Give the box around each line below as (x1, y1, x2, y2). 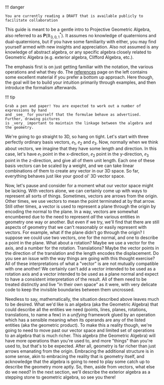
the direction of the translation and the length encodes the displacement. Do (5, 250, 159, 256)
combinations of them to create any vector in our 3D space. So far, (5, 168, 140, 174)
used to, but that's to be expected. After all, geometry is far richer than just (5, 343, 156, 349)
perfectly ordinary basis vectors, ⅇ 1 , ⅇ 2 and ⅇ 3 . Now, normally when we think (5, 139, 158, 146)
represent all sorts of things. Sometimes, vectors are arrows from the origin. (5, 193, 158, 199)
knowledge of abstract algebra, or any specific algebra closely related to (5, 49, 152, 55)
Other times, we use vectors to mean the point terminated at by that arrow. (5, 198, 156, 204)
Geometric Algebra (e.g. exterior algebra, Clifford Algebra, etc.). (5, 54, 134, 60)
